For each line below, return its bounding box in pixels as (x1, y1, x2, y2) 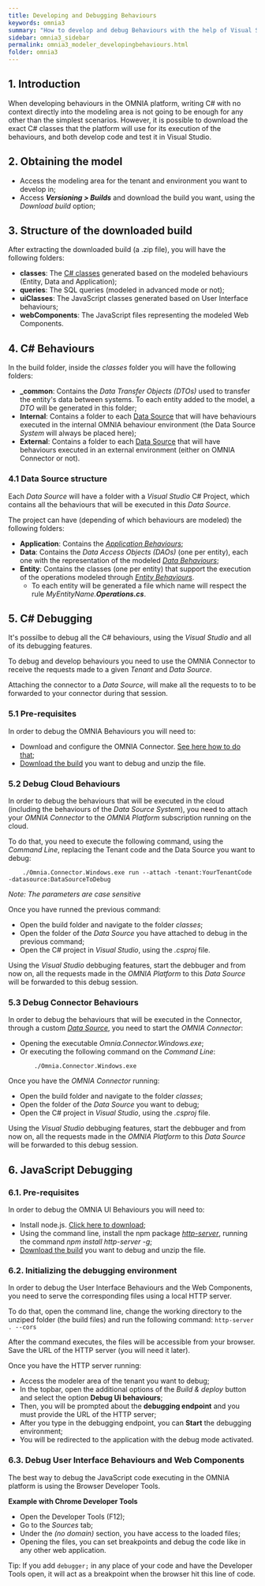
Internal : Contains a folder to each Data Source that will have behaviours (19, 412, 256, 421)
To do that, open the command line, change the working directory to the (8, 1306, 242, 1316)
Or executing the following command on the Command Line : (19, 1047, 216, 1057)
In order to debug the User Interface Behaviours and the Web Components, (8, 1283, 252, 1292)
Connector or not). (19, 453, 80, 463)
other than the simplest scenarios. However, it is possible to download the (8, 115, 248, 125)
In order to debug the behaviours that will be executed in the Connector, (8, 1015, 242, 1024)
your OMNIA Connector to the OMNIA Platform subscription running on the (8, 813, 252, 822)
